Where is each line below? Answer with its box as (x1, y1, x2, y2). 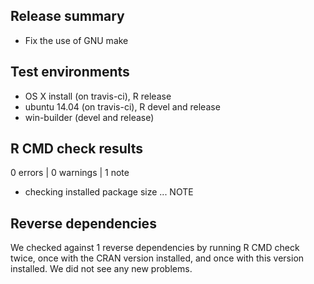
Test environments (10, 64, 130, 81)
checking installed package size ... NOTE (24, 186, 194, 198)
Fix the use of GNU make (24, 34, 129, 46)
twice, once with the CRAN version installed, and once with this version (10, 252, 305, 264)
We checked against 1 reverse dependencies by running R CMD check (10, 242, 300, 254)
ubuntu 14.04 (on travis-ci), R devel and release (24, 100, 221, 113)
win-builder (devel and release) (24, 111, 155, 123)
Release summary (10, 8, 125, 25)
